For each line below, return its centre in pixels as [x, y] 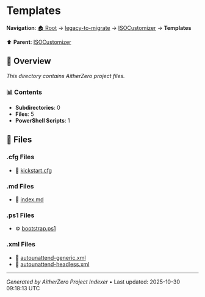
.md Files [20, 186]
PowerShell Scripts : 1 [42, 121]
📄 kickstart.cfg [34, 170]
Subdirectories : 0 [38, 108]
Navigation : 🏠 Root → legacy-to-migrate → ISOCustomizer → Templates [99, 27]
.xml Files [21, 245]
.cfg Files [20, 157]
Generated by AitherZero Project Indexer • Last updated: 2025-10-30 [93, 282]
